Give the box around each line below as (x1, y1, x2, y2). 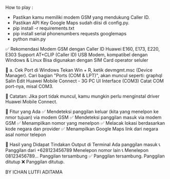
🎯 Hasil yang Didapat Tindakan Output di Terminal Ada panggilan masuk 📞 (5, 142, 161, 147)
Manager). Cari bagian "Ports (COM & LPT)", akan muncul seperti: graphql (5, 73, 163, 78)
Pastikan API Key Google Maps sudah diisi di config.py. (12, 20, 130, 26)
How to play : (5, 5, 33, 10)
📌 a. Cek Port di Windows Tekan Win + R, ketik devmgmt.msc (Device (5, 67, 153, 73)
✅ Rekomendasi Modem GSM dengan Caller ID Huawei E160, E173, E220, (5, 46, 160, 52)
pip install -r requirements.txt (12, 25, 74, 31)
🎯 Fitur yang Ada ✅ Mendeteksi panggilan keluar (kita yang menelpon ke (5, 108, 159, 115)
